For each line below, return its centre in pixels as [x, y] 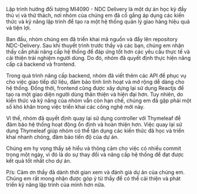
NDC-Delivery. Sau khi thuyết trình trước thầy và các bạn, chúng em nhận [95, 45]
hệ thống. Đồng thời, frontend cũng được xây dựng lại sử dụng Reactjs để [95, 88]
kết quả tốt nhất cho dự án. [39, 161]
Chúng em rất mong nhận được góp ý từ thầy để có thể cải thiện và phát [94, 178]
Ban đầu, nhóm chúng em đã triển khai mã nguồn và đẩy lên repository [92, 39]
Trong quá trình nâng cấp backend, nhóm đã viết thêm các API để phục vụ [96, 76]
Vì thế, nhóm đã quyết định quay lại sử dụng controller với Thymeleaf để [94, 118]
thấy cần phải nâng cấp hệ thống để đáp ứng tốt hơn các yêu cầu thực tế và [98, 52]
